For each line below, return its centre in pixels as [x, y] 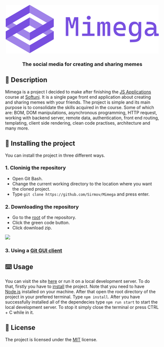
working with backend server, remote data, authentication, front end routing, [82, 118]
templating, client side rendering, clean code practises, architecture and [78, 123]
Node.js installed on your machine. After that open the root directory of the [80, 291]
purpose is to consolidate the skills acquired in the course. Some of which [80, 107]
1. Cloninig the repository [35, 168]
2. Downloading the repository [42, 207]
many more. [17, 128]
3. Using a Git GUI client [34, 251]
